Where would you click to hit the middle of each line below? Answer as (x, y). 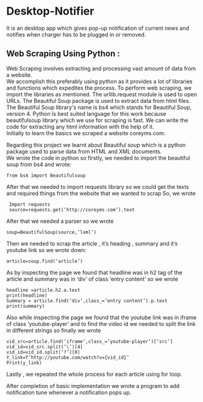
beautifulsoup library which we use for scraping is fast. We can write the (97, 120)
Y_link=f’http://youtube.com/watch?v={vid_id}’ (68, 358)
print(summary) (26, 306)
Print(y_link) (24, 363)
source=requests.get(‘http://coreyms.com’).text (72, 210)
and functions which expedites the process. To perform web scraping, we (99, 88)
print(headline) (27, 295)
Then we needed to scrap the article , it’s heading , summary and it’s (92, 243)
